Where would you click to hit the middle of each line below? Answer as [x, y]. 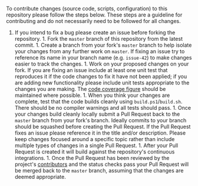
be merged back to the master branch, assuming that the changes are [99, 170]
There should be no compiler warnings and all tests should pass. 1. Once [103, 108]
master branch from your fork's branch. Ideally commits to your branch [100, 120]
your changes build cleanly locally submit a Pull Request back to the [97, 114]
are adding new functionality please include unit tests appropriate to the [102, 83]
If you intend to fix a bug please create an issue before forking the [95, 32]
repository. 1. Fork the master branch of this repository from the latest [98, 39]
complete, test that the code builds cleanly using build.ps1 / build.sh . [98, 102]
